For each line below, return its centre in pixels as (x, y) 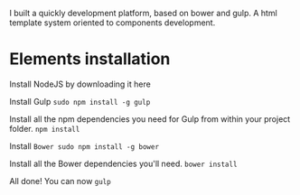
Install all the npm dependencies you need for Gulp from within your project (150, 119)
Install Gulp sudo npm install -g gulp (80, 101)
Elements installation (90, 59)
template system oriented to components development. (112, 23)
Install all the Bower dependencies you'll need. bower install (123, 163)
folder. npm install (45, 128)
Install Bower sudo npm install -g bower (84, 146)
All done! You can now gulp (60, 181)
